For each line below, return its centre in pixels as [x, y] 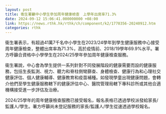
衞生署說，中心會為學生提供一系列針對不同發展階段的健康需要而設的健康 [79, 65]
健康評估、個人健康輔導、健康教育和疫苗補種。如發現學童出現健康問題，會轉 [83, 78]
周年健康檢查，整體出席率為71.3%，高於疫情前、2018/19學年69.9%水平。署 [82, 49]
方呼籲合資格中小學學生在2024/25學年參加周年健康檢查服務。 [68, 55]
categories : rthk [23, 28]
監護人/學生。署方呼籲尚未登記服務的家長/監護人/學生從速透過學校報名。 [79, 107]
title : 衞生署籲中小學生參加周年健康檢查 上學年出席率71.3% [61, 14]
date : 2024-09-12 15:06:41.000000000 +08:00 [52, 19]
